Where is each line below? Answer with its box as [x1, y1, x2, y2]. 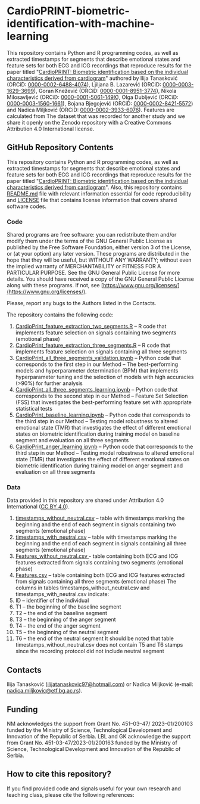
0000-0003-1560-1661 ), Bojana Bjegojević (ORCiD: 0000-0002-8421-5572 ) [7, 100, 193, 107]
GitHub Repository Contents [7, 142, 114, 153]
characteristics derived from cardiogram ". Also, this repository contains [7, 184, 182, 191]
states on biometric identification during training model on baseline [15, 430, 180, 437]
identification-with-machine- [7, 17, 155, 30]
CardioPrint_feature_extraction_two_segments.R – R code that [15, 323, 167, 330]
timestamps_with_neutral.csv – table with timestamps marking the [15, 533, 177, 541]
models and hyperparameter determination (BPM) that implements [15, 367, 179, 374]
